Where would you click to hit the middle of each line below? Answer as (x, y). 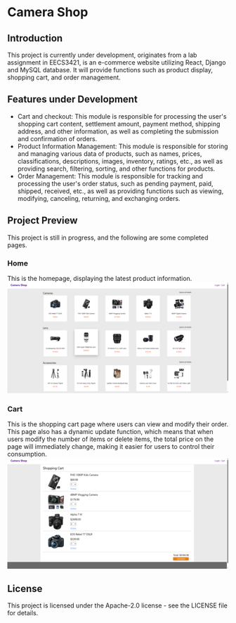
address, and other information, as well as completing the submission (118, 131)
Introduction (35, 38)
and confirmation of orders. (57, 138)
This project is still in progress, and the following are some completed (108, 237)
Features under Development (73, 99)
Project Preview (42, 221)
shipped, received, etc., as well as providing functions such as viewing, (120, 191)
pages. (17, 245)
